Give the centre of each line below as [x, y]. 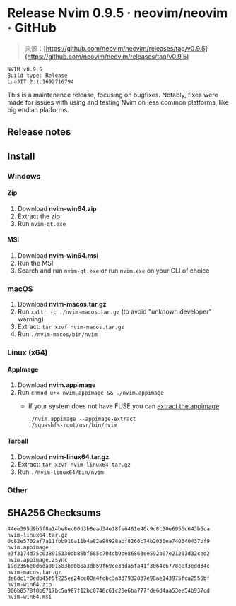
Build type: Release [38, 76]
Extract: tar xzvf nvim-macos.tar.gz [71, 327]
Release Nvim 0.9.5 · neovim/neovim [118, 13]
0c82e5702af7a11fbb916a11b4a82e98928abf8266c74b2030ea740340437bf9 [109, 542]
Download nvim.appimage [57, 385]
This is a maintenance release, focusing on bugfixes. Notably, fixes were [113, 95]
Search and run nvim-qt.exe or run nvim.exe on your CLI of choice [113, 271]
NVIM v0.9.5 [25, 69]
